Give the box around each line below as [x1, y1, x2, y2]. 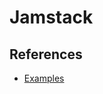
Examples [23, 72, 65, 84]
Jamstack [9, 6, 94, 29]
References [9, 46, 83, 63]
